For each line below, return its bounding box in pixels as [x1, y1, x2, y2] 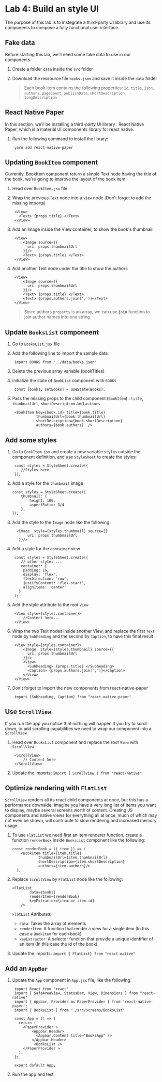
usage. [5, 823, 19, 828]
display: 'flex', [23, 572, 58, 577]
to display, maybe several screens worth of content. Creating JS [5, 807, 133, 813]
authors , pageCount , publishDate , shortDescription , [24, 90, 126, 95]
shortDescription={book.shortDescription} [36, 418, 123, 424]
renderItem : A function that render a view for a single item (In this [19, 925, 149, 931]
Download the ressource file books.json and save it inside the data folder [12, 75, 157, 81]
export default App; [14, 1063, 56, 1068]
